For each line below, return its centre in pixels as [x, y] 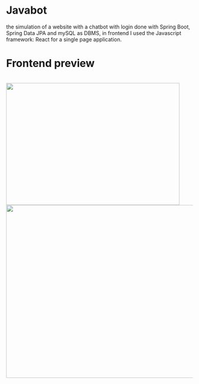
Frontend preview [50, 64]
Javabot [27, 10]
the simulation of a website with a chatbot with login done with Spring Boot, [98, 27]
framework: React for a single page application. [64, 39]
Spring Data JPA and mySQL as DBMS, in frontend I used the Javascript [94, 33]
